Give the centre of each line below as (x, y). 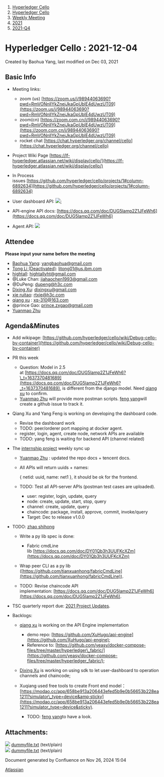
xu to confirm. (34, 394)
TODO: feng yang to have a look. (59, 717)
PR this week (25, 358)
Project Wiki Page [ (32, 155)
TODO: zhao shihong (33, 527)
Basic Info (21, 77)
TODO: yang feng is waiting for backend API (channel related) (82, 439)
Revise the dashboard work (47, 423)
